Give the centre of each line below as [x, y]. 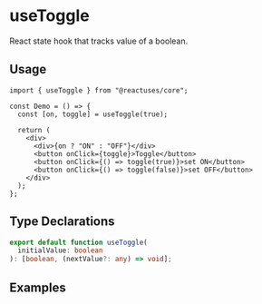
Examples [38, 287]
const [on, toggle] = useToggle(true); [93, 114]
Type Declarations [62, 222]
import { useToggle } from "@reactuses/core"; [99, 90]
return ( [34, 130]
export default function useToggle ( [78, 242]
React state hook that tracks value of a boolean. [99, 41]
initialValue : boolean [60, 250]
